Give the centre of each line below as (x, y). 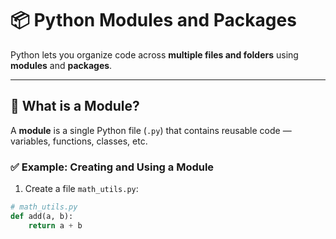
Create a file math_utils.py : (81, 189)
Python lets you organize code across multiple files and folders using (154, 54)
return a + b (55, 225)
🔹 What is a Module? (75, 106)
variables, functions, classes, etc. (79, 141)
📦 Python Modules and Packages (153, 20)
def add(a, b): (42, 216)
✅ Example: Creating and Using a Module (112, 167)
